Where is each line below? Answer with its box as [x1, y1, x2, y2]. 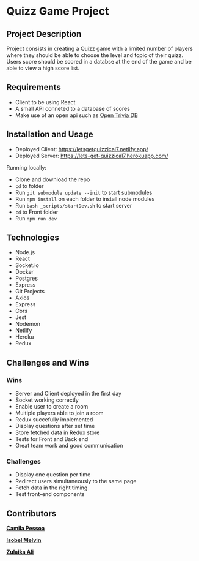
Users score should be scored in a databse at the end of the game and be [6, 58, 192, 65]
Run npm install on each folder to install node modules [15, 195, 155, 203]
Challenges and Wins [6, 357, 90, 368]
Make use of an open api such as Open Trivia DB [15, 111, 139, 119]
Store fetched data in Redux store [15, 429, 100, 436]
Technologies [6, 233, 60, 243]
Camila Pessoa [6, 525, 45, 532]
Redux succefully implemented [15, 416, 93, 423]
